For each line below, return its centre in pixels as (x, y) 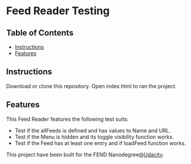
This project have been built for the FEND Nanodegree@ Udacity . (85, 155)
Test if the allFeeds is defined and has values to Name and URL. (93, 130)
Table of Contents (40, 33)
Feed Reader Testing (58, 11)
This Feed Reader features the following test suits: (67, 119)
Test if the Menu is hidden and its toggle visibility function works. (94, 137)
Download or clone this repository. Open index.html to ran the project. (91, 86)
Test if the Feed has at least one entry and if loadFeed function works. (100, 143)
